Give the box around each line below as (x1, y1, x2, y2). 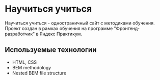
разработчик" (5, 31, 35, 37)
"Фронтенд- (114, 25, 140, 31)
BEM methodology (12, 64, 51, 70)
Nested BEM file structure (12, 70, 67, 76)
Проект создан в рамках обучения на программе (5, 25, 113, 31)
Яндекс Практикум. (39, 31, 83, 37)
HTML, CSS (12, 59, 37, 65)
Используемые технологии (5, 45, 97, 54)
